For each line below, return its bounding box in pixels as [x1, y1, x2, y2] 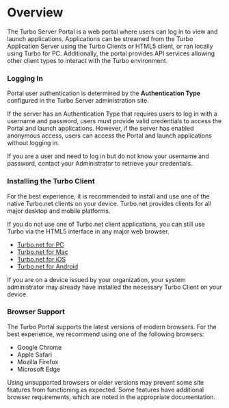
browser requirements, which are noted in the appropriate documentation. [7, 392, 216, 401]
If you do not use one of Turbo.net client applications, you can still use [7, 220, 205, 228]
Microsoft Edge [16, 365, 61, 373]
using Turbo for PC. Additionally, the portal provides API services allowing [7, 49, 215, 58]
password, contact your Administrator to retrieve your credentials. [7, 160, 193, 168]
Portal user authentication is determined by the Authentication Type [7, 89, 200, 97]
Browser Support [7, 307, 65, 316]
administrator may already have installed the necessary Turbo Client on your [7, 283, 222, 291]
